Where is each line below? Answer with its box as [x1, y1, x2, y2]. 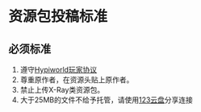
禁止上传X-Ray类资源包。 [19, 85, 105, 94]
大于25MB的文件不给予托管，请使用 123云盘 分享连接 [19, 95, 194, 105]
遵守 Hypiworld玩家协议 [19, 65, 98, 74]
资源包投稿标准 [8, 7, 108, 26]
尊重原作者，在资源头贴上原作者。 [19, 75, 134, 85]
